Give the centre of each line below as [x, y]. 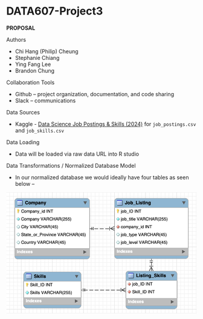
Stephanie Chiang [37, 58]
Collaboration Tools [31, 82]
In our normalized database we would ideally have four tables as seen [102, 177]
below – [25, 183]
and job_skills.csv [40, 130]
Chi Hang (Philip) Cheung [47, 51]
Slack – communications [45, 100]
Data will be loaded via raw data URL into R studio [77, 154]
